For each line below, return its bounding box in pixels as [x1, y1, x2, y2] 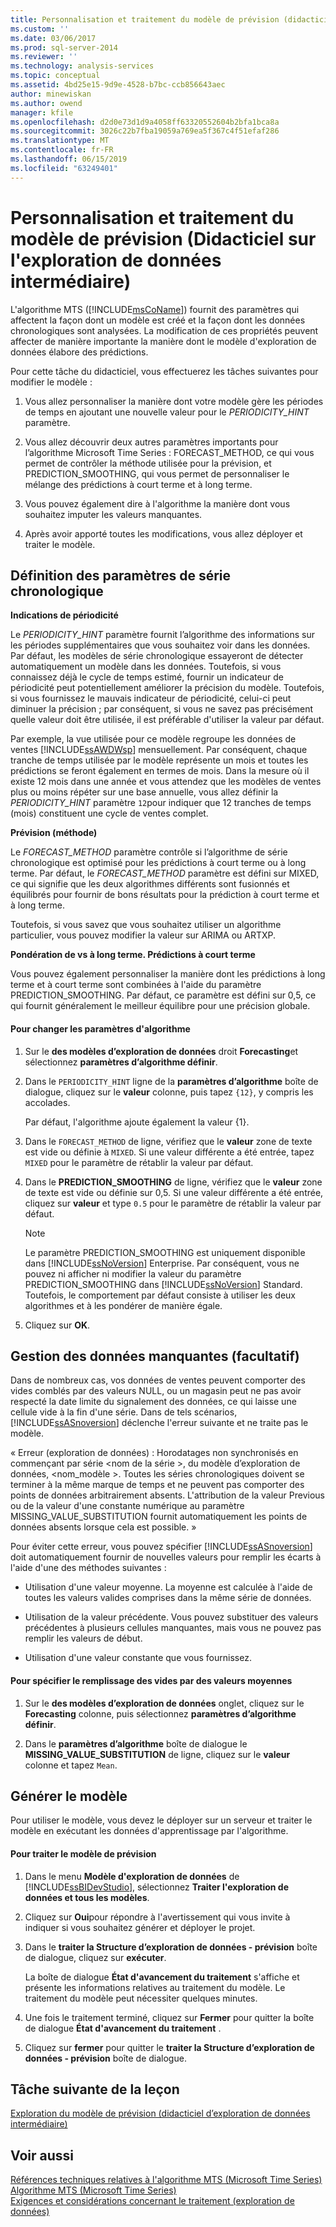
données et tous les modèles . [24, 1891, 150, 1903]
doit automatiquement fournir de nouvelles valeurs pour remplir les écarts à [10, 1551, 322, 1563]
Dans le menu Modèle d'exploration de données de [24, 1870, 240, 1882]
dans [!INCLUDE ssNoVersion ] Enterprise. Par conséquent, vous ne [24, 1257, 300, 1269]
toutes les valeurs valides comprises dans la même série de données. [24, 1592, 312, 1604]
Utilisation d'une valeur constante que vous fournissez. [24, 1652, 252, 1664]
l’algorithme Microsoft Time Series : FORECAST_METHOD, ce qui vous [24, 446, 315, 458]
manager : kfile [10, 107, 74, 118]
